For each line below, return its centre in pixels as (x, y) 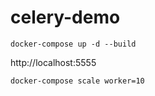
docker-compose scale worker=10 (77, 81)
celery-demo (65, 17)
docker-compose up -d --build (73, 44)
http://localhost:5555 (53, 62)
